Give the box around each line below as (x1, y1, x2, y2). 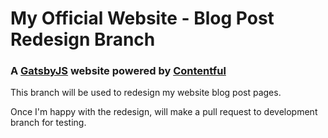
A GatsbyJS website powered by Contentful (10, 64, 227, 78)
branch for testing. (10, 117, 87, 129)
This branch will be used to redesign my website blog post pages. (10, 87, 282, 99)
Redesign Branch (10, 28, 156, 51)
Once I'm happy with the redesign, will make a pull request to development (10, 106, 318, 118)
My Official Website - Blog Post (10, 7, 275, 30)
